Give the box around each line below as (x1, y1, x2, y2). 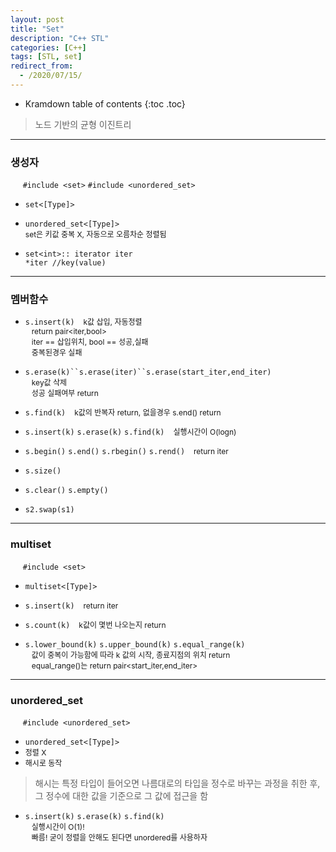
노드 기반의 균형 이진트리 (34, 118, 132, 130)
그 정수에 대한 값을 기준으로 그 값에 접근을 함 (34, 790, 209, 802)
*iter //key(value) (24, 258, 107, 268)
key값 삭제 (31, 377, 68, 388)
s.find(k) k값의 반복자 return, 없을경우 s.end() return (24, 407, 222, 418)
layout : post (10, 14, 65, 25)
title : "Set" (10, 24, 65, 34)
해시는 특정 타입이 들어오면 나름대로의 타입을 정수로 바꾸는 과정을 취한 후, (34, 777, 321, 790)
